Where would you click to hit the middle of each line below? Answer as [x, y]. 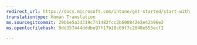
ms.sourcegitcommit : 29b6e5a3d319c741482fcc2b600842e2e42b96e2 [85, 22]
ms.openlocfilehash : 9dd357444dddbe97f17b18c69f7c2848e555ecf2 [85, 28]
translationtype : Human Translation [51, 17]
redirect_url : [23, 11]
